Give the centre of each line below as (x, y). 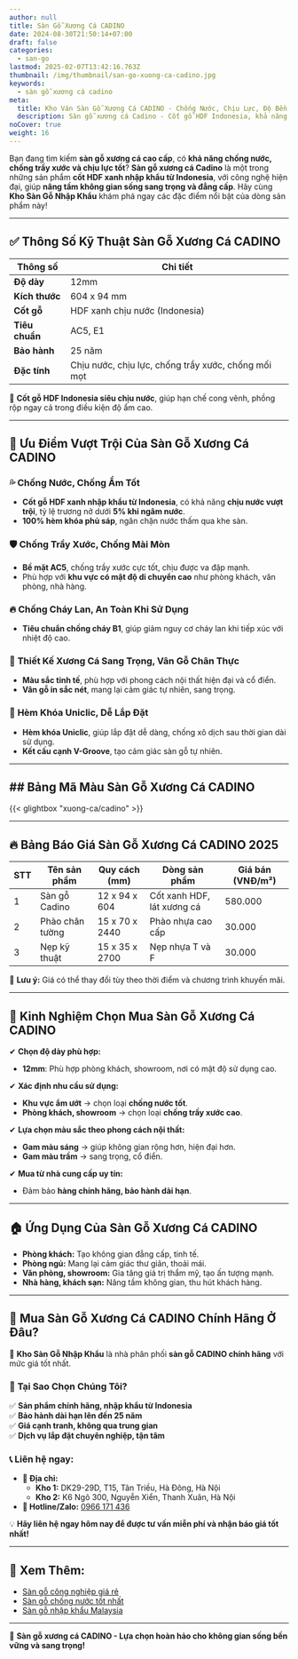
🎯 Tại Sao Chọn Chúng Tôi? (68, 1386)
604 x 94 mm (98, 296)
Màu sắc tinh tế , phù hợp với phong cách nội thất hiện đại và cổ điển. (149, 680)
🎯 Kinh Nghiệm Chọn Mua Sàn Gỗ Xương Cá (132, 1016)
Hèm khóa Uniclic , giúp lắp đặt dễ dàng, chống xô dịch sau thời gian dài (154, 732)
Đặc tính (32, 370)
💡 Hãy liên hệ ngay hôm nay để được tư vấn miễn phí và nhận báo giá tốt (144, 1524)
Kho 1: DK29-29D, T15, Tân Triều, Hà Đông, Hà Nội (128, 1488)
